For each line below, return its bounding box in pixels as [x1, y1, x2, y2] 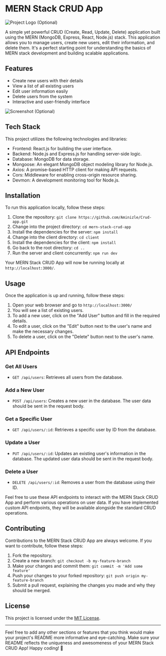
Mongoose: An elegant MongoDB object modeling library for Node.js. [12, 161, 154, 167]
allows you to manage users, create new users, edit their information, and [5, 39, 155, 45]
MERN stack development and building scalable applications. [5, 50, 129, 56]
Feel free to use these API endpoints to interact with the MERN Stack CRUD [5, 494, 159, 500]
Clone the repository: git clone [12, 214, 77, 220]
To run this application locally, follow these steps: [5, 204, 105, 211]
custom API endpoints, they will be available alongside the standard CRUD [5, 505, 157, 511]
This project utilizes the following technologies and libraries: [5, 136, 127, 142]
